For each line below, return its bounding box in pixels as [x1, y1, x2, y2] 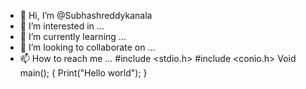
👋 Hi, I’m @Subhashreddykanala [19, 10, 153, 21]
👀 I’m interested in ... [19, 20, 105, 32]
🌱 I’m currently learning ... [19, 31, 127, 42]
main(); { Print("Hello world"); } [19, 67, 148, 79]
